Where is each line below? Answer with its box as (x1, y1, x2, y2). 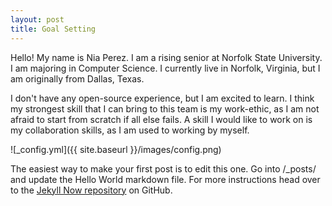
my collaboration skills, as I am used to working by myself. (10, 124, 250, 136)
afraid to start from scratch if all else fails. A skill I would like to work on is (10, 113, 313, 125)
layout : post (10, 14, 65, 25)
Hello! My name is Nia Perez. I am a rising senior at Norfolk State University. (10, 51, 323, 63)
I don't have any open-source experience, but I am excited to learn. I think (10, 92, 315, 104)
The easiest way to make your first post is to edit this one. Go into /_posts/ (10, 162, 317, 175)
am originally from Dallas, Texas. (10, 72, 145, 85)
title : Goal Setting (10, 24, 97, 34)
